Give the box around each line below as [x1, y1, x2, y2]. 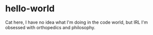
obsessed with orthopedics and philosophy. [5, 24, 96, 30]
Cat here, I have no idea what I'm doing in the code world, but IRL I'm [5, 19, 148, 25]
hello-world [5, 3, 55, 14]
